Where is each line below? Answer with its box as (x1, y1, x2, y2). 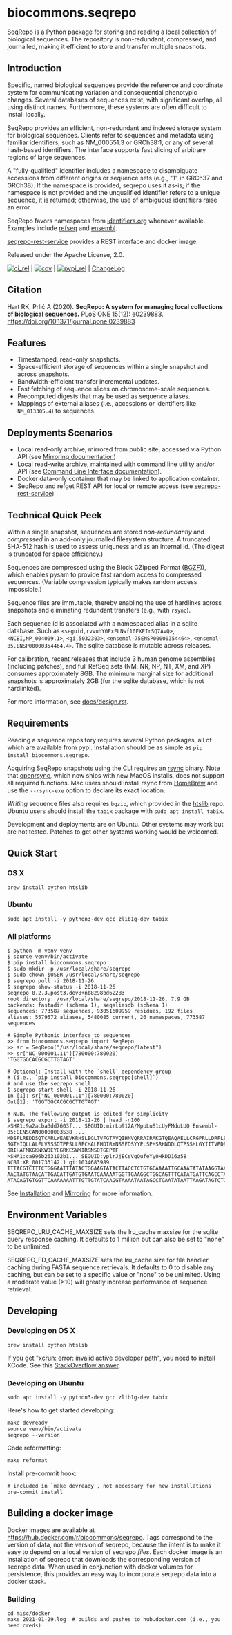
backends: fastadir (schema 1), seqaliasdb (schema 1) (7, 1002, 168, 1009)
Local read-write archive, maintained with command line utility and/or (17, 460, 215, 468)
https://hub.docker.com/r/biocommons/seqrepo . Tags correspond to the (7, 1533, 213, 1541)
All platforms (7, 931, 52, 941)
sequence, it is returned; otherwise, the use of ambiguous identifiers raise (7, 196, 217, 204)
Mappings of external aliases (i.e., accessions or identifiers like (17, 400, 197, 408)
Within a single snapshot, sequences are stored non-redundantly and (7, 527, 205, 536)
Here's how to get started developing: (7, 1405, 115, 1414)
